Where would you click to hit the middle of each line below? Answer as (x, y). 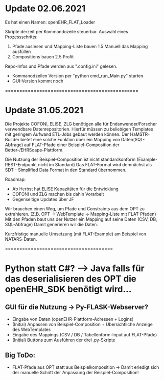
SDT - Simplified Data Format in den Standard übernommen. (66, 170)
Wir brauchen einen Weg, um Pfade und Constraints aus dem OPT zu (75, 208)
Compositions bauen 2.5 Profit (43, 56)
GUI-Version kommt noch (38, 81)
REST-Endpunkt (21, 164)
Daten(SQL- (133, 139)
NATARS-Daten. (21, 239)
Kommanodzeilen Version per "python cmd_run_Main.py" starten (78, 76)
